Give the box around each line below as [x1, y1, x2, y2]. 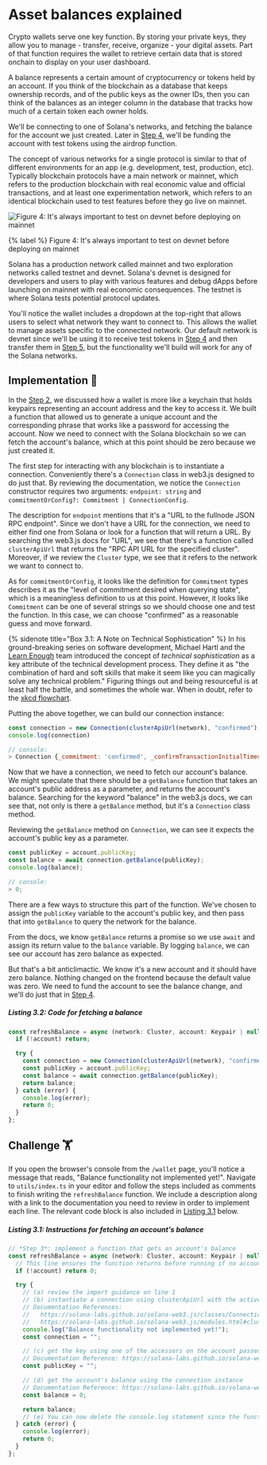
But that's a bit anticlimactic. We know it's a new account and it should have [8, 964, 257, 974]
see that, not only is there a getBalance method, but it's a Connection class [8, 801, 250, 811]
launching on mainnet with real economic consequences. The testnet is [8, 285, 242, 294]
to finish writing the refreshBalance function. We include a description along [8, 1189, 257, 1199]
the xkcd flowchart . [8, 693, 72, 703]
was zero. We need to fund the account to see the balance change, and [8, 981, 242, 990]
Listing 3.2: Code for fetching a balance [8, 1008, 143, 1017]
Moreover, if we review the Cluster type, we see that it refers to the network [8, 552, 257, 562]
